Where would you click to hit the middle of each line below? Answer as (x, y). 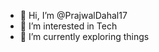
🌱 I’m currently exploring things (84, 36)
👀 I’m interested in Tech (68, 26)
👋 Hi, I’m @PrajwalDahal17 (73, 15)
